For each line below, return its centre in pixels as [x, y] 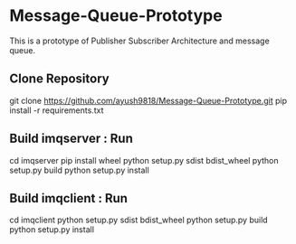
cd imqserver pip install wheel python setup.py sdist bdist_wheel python [144, 160]
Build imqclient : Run [69, 198]
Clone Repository [60, 79]
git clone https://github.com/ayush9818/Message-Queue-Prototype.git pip [148, 100]
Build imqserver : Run [71, 139]
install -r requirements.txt [57, 110]
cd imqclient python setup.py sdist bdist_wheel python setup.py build [139, 220]
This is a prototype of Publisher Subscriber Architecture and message [139, 41]
